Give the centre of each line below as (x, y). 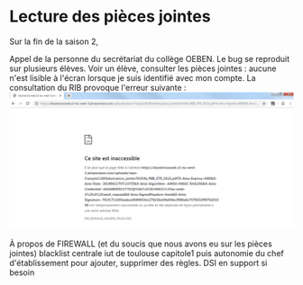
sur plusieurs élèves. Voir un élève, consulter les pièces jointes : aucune (143, 68)
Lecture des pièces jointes (110, 17)
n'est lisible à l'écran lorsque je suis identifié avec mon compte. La (133, 77)
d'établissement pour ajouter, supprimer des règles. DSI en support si (138, 263)
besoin (22, 272)
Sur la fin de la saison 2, (54, 41)
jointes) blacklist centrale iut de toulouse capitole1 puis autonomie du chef (147, 253)
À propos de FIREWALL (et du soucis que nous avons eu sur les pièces (141, 244)
